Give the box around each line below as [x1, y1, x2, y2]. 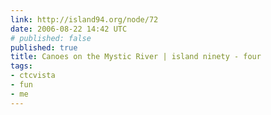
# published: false [10, 33, 92, 43]
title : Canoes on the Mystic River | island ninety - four [10, 52, 262, 62]
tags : [10, 61, 33, 71]
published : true [10, 42, 78, 53]
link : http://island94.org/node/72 [10, 14, 159, 25]
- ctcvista [10, 71, 56, 81]
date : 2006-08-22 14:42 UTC [10, 24, 128, 34]
